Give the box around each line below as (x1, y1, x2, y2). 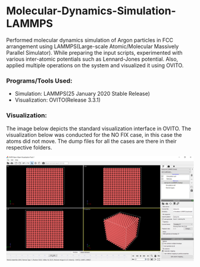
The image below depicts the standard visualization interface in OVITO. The (6, 125, 192, 132)
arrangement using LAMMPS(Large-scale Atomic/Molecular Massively (6, 43, 179, 50)
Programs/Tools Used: (6, 76, 73, 84)
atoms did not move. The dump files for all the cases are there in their (6, 137, 177, 145)
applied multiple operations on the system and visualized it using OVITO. (6, 61, 184, 69)
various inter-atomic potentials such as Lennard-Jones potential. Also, (6, 55, 179, 62)
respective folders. (6, 144, 52, 151)
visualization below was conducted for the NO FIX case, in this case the (6, 131, 182, 138)
